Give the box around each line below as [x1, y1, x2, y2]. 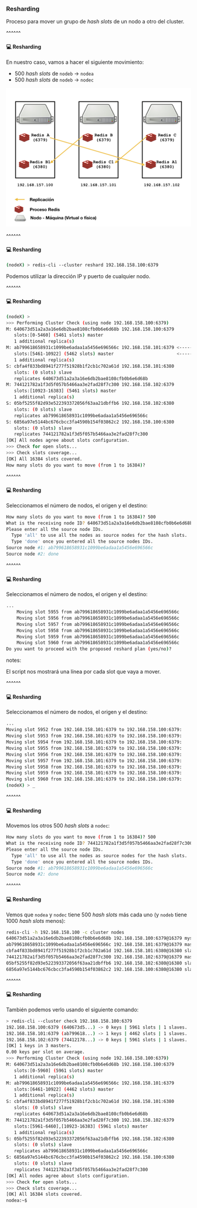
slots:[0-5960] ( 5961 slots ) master [13, 1067, 104, 1074]
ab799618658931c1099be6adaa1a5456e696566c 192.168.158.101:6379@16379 [6, 942, 182, 948]
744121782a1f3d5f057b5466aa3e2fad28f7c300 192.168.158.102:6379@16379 [6, 954, 182, 960]
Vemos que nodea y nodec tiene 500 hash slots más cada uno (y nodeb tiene [6, 911, 188, 918]
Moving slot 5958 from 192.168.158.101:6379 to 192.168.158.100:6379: [6, 764, 182, 770]
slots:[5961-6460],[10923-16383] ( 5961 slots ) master [13, 1123, 148, 1129]
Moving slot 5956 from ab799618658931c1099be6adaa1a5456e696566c [16, 615, 180, 621]
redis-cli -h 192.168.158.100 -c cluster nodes [6, 929, 125, 935]
